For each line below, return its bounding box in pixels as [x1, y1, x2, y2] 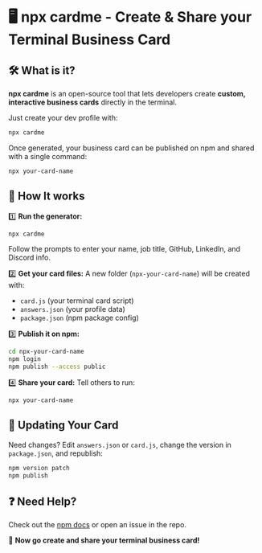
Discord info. [8, 252, 51, 263]
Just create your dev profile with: [8, 113, 118, 122]
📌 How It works [8, 190, 85, 203]
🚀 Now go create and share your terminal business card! [8, 535, 200, 545]
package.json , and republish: [8, 449, 103, 458]
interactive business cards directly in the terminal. [8, 97, 178, 107]
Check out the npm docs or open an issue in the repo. [8, 520, 187, 530]
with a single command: [8, 151, 88, 161]
